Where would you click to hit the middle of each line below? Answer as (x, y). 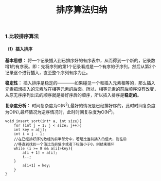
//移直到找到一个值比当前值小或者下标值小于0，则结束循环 (64, 144)
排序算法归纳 (81, 10)
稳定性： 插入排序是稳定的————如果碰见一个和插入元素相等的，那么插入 (80, 83)
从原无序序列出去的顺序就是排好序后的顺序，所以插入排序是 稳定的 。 (73, 95)
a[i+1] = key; (37, 165)
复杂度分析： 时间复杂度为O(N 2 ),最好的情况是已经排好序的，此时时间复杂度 (80, 105)
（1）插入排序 (19, 49)
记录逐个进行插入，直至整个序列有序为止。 (48, 73)
